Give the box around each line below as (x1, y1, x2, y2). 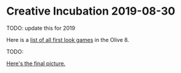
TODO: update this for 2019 (6, 24, 75, 32)
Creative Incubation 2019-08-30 (6, 4, 175, 18)
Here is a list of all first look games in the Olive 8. (6, 36, 130, 43)
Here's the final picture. (6, 60, 66, 67)
